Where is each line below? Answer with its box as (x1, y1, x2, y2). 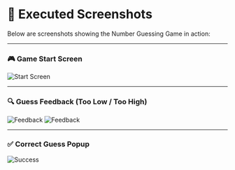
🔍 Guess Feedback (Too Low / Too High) (7, 97, 148, 107)
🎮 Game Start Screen (7, 54, 83, 64)
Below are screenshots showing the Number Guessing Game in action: (7, 29, 211, 38)
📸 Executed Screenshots (7, 6, 152, 22)
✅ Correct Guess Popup (7, 139, 90, 149)
